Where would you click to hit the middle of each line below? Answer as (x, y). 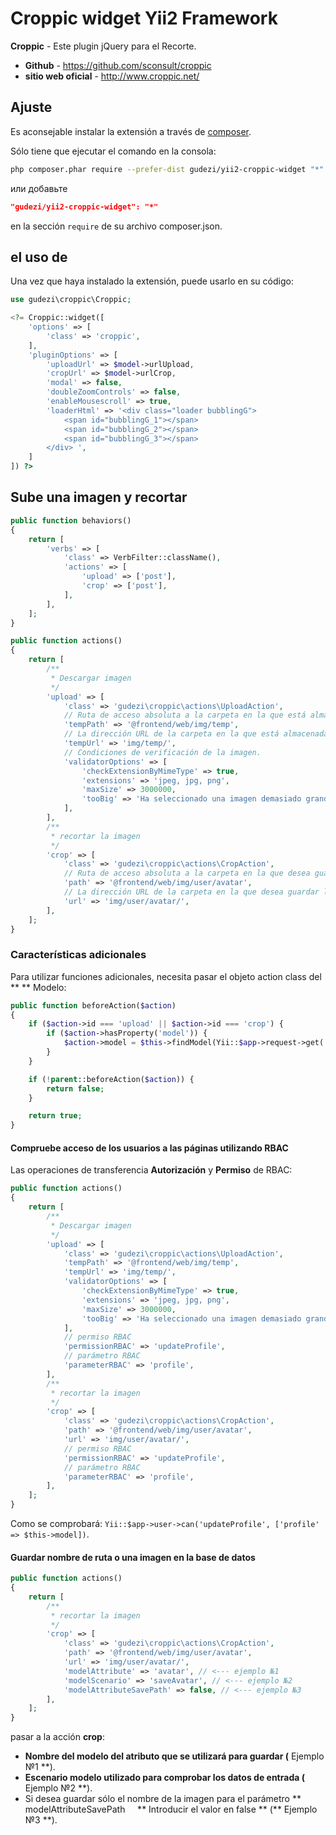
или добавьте (39, 188)
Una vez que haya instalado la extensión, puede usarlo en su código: (152, 281)
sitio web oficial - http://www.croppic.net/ (112, 76)
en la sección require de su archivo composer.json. (116, 226)
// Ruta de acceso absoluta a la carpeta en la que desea (187, 873)
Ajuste (31, 107)
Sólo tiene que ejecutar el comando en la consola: (113, 151)
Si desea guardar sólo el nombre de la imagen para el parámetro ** (163, 1799)
